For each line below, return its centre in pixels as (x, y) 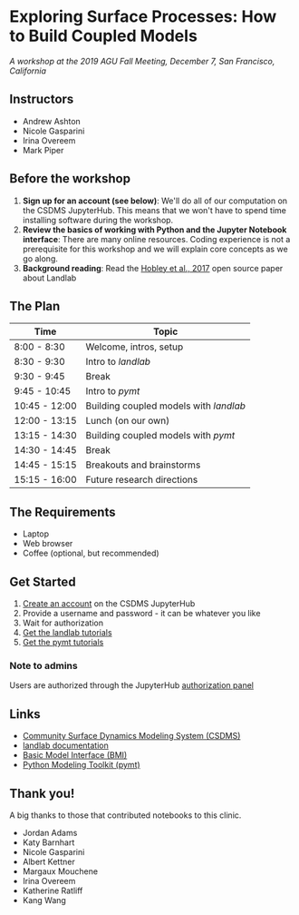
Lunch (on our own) (128, 421)
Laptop (36, 534)
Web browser (48, 544)
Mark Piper (43, 150)
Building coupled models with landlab (166, 406)
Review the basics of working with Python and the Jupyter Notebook (154, 230)
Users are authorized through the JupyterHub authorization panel (131, 685)
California (28, 71)
